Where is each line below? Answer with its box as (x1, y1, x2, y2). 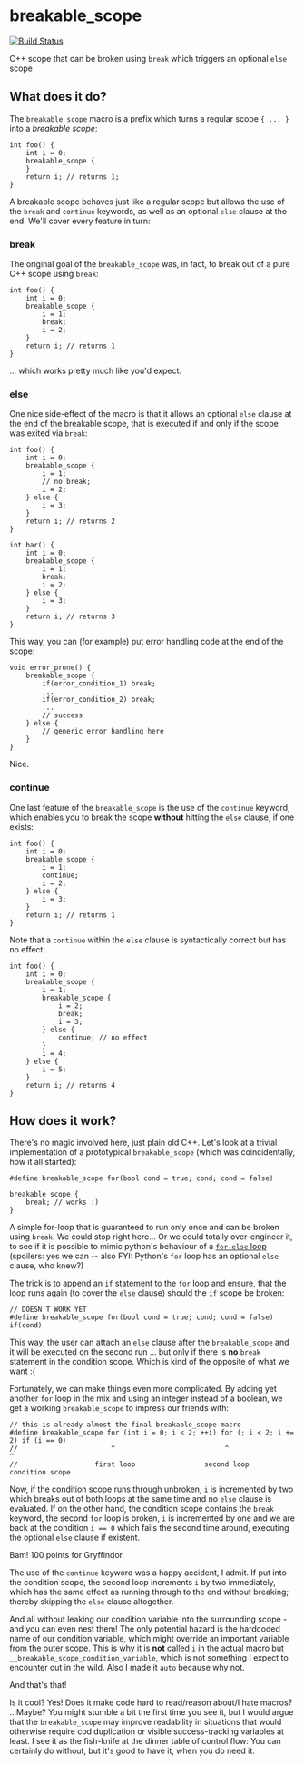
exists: (9, 821, 34, 832)
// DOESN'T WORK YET (9, 1305, 88, 1315)
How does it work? (9, 1113, 117, 1129)
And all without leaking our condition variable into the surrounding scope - (9, 1613, 288, 1625)
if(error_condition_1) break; (42, 679, 156, 688)
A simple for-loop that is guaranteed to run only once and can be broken (9, 1222, 279, 1233)
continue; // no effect (57, 1032, 148, 1042)
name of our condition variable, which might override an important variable (9, 1633, 289, 1644)
